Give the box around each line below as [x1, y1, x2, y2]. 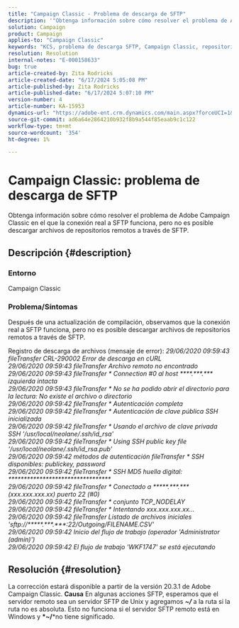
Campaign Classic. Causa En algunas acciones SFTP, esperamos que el [8, 590, 218, 598]
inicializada [8, 414, 42, 423]
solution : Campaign [8, 23, 66, 31]
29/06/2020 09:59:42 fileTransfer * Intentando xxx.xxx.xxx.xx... [8, 505, 195, 514]
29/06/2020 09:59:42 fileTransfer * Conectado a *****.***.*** [8, 483, 189, 491]
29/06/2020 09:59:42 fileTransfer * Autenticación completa [8, 400, 184, 408]
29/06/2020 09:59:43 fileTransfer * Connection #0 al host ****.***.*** [8, 370, 213, 378]
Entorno [8, 268, 36, 277]
